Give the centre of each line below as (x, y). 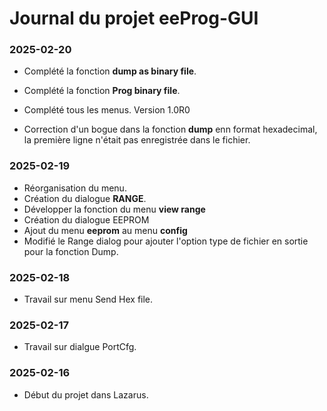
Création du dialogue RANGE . (85, 198)
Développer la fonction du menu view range (114, 209)
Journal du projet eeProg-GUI (134, 18)
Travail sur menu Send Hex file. (88, 299)
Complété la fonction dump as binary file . (110, 71)
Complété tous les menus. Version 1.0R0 (107, 110)
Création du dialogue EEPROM (86, 219)
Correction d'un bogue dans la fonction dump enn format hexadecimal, (170, 129)
